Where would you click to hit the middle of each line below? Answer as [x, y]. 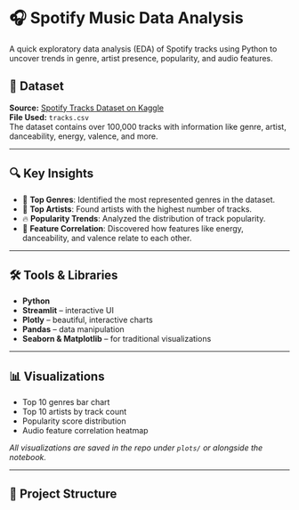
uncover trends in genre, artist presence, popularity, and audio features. [141, 58]
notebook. [28, 457]
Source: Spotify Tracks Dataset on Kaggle [87, 108]
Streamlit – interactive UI [68, 311]
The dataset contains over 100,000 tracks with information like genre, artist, [148, 126]
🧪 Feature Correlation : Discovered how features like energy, [133, 228]
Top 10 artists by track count [74, 412]
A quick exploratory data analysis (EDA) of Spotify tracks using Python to [143, 49]
